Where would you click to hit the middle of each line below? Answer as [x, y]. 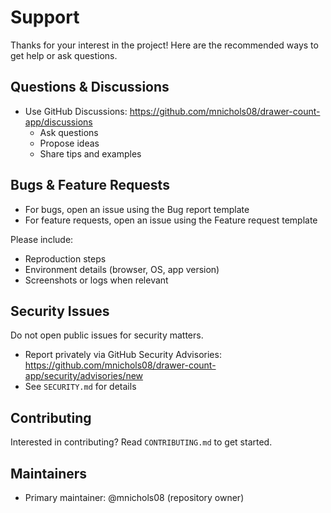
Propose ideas [69, 143]
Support [45, 17]
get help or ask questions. [64, 55]
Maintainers [49, 473]
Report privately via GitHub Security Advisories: [123, 355]
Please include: [42, 239]
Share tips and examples [90, 153]
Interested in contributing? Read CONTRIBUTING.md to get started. [141, 442]
